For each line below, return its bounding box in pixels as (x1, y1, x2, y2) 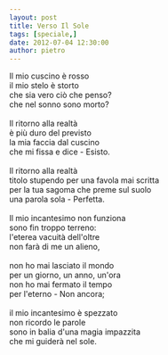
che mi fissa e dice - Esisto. (9, 146, 111, 157)
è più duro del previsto (9, 128, 92, 138)
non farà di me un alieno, (9, 242, 100, 252)
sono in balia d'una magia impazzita (9, 326, 140, 337)
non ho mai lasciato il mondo (9, 260, 115, 271)
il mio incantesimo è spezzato (9, 308, 118, 318)
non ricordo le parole (9, 318, 86, 328)
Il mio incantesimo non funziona (9, 213, 126, 224)
